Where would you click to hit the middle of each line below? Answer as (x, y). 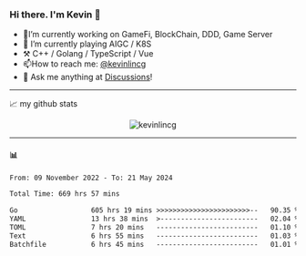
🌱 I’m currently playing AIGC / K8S (87, 44)
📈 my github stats (44, 104)
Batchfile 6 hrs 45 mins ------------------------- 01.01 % (154, 244)
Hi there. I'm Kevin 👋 (55, 15)
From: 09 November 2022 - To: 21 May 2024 (91, 178)
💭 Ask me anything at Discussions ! (87, 77)
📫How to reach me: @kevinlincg (84, 64)
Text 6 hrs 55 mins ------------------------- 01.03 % (154, 236)
